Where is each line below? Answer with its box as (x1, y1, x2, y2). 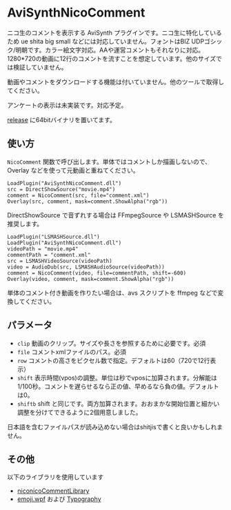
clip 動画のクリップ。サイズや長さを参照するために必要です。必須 (17, 339, 206, 347)
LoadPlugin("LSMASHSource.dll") (7, 233, 100, 240)
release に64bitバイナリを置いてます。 (7, 115, 116, 124)
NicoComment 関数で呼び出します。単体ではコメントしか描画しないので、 (7, 157, 212, 166)
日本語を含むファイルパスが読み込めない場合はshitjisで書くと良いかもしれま (7, 422, 223, 431)
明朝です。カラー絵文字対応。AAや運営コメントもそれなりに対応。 (15, 46, 205, 54)
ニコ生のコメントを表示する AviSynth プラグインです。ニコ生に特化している (7, 28, 223, 37)
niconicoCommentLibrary (17, 487, 90, 495)
